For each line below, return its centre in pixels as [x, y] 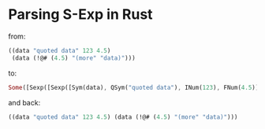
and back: [24, 102]
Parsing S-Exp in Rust [80, 15]
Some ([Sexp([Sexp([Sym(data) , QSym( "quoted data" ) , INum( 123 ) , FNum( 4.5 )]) [135, 87]
